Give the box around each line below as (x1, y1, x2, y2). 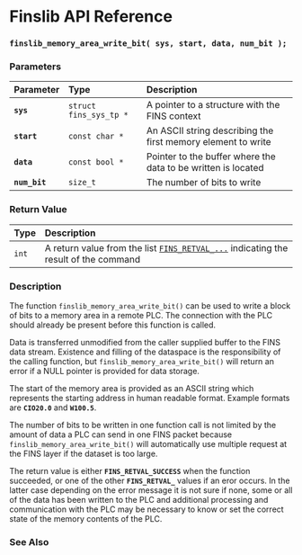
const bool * (67, 157, 124, 167)
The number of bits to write (146, 176, 262, 189)
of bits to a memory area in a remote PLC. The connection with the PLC (9, 310, 273, 320)
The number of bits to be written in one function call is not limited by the (9, 420, 277, 430)
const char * (67, 131, 124, 141)
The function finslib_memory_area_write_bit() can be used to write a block (9, 300, 291, 311)
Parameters (9, 60, 61, 73)
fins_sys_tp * (67, 110, 129, 121)
